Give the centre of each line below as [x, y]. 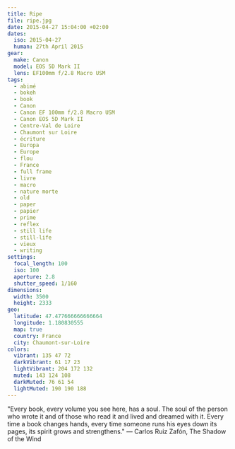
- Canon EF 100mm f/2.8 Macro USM [64, 112]
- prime [25, 218]
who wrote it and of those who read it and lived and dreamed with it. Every [116, 416]
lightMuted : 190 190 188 [50, 389]
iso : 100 [26, 270]
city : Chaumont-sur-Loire [52, 343]
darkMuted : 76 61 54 [44, 382]
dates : [17, 34]
